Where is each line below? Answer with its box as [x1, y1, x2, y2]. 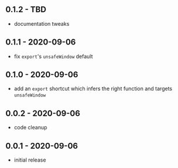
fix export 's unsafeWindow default [13, 53, 93, 60]
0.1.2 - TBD [5, 5, 46, 15]
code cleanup [13, 124, 47, 131]
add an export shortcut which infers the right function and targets [13, 85, 173, 92]
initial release [13, 156, 46, 163]
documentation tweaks [13, 20, 70, 27]
